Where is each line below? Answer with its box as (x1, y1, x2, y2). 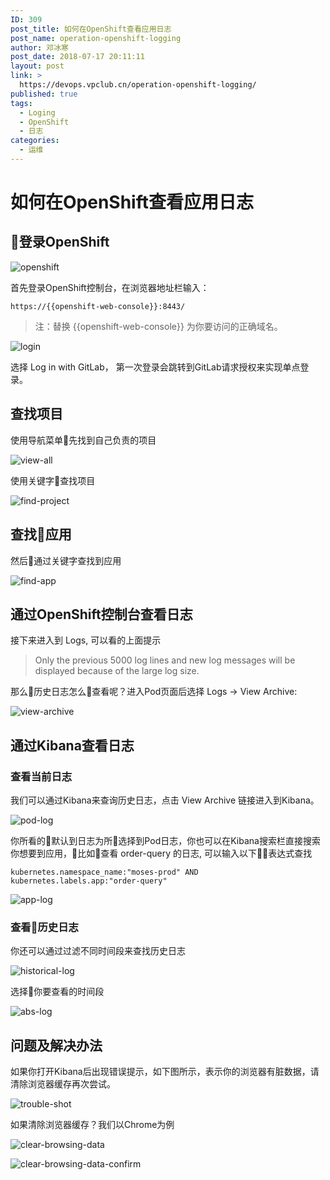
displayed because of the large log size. (34, 665, 200, 677)
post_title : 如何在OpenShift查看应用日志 (10, 24, 172, 34)
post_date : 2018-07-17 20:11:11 (10, 52, 145, 62)
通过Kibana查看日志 (10, 737, 135, 754)
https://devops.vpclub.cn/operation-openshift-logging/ (19, 80, 257, 90)
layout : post (10, 61, 65, 71)
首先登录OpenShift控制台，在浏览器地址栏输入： (10, 281, 210, 293)
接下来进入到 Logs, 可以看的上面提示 (10, 634, 162, 646)
